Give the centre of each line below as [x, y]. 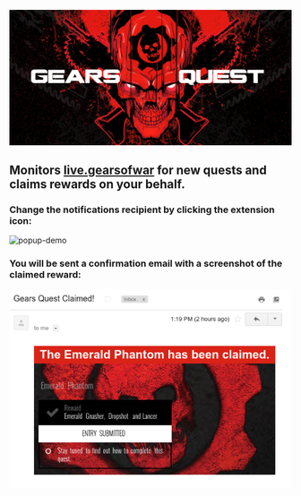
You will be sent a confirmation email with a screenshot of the [146, 263]
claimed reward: [46, 275]
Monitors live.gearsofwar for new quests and [138, 171]
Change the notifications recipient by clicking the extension [142, 210]
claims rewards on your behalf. [97, 184]
